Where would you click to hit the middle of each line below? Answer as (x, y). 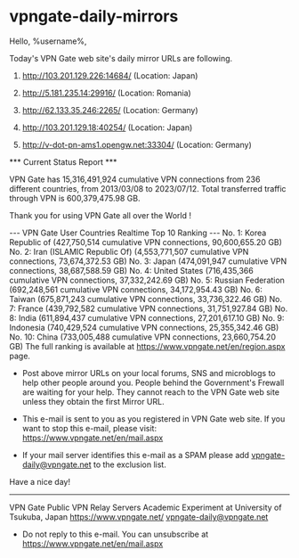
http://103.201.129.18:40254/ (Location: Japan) (107, 127)
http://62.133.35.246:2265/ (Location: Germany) (110, 110)
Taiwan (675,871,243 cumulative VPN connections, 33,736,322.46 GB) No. (146, 299)
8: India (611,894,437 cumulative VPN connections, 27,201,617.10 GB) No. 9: (147, 317)
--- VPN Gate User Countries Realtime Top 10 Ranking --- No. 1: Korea (138, 233)
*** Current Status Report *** (63, 161)
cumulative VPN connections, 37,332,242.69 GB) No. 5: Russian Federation (147, 280)
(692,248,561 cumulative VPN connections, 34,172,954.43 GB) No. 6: (136, 289)
